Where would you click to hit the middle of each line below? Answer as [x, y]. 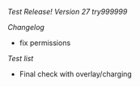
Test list [21, 58]
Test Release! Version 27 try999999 [68, 12]
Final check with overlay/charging [76, 74]
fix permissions [45, 43]
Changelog [26, 27]
